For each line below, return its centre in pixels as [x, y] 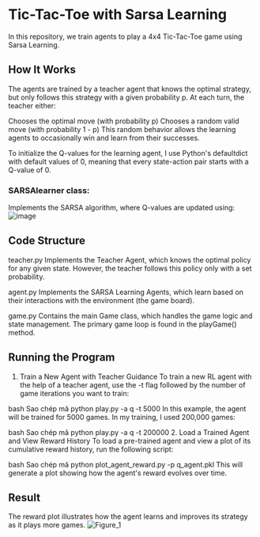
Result [24, 498]
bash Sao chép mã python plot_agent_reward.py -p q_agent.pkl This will [126, 464]
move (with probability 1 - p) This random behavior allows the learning [122, 129]
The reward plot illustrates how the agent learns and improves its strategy [128, 516]
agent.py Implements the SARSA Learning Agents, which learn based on [126, 292]
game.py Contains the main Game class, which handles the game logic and [130, 316]
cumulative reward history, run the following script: [91, 449]
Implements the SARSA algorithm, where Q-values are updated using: [122, 208]
